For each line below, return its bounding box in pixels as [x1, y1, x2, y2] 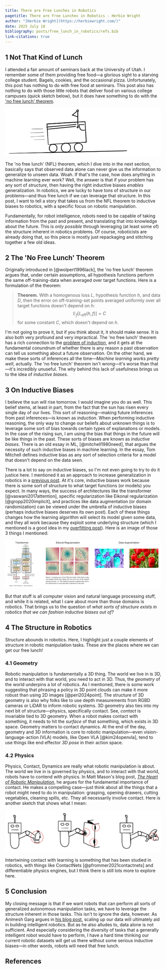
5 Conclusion [5, 887, 47, 896]
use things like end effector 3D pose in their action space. [5, 740, 123, 746]
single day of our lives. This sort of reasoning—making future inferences [5, 410, 153, 416]
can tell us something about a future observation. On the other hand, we [5, 351, 153, 356]
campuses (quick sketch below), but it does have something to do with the [5, 92, 158, 99]
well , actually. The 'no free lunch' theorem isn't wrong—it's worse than [5, 361, 150, 367]
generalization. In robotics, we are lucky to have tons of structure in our [5, 187, 151, 193]
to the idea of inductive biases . [5, 371, 68, 377]
